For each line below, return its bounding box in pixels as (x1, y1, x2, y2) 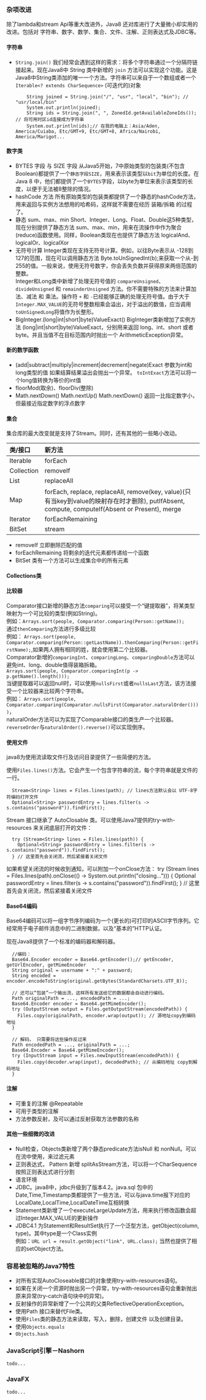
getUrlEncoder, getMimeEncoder (6, 962, 86, 969)
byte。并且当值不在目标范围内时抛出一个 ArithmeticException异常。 (15, 331, 187, 339)
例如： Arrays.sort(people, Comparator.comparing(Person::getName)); (6, 617, 185, 624)
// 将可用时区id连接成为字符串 (15, 116, 85, 122)
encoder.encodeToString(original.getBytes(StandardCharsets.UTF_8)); (6, 978, 188, 985)
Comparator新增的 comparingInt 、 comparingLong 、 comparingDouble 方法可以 (6, 653, 195, 661)
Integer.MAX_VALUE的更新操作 (20, 1214, 99, 1221)
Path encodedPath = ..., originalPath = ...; (12, 1042, 131, 1048)
